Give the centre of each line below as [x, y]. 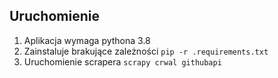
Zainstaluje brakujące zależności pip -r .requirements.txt [146, 51]
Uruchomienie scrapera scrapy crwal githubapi [122, 61]
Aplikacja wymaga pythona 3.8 [87, 40]
